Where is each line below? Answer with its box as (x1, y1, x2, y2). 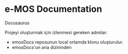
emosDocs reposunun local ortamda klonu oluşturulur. (11, 39, 124, 45)
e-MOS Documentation (4, 3, 103, 15)
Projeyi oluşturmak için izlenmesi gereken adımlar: (4, 29, 108, 35)
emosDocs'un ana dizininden (11, 44, 72, 50)
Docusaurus (4, 20, 30, 26)
